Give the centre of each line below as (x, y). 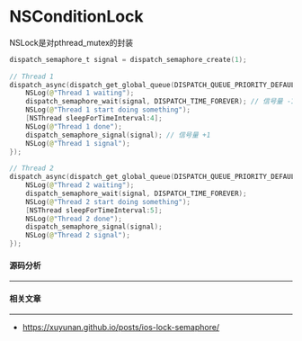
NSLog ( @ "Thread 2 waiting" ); (80, 185)
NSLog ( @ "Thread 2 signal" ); (78, 236)
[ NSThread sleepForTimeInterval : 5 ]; (94, 210)
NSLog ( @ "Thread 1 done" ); (74, 126)
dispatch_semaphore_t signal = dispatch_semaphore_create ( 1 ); (128, 59)
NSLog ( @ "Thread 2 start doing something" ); (108, 202)
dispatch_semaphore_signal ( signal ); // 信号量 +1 (118, 135)
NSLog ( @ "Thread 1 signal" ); (78, 143)
